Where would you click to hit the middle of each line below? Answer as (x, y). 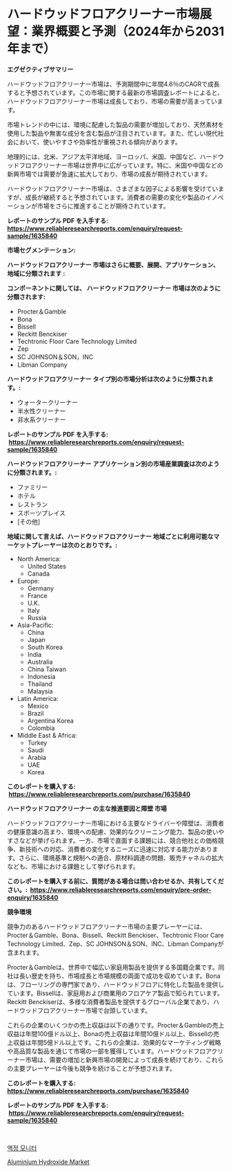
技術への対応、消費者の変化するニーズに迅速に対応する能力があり (119, 849)
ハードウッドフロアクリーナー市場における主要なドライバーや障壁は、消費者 (116, 823)
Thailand (40, 684)
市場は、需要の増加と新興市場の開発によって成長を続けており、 (115, 1060)
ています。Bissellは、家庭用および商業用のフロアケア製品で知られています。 (115, 993)
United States (47, 566)
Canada (39, 573)
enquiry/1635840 (33, 898)
